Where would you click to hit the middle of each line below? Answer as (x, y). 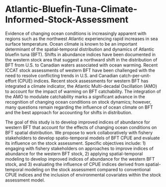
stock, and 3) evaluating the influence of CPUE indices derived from (75, 164)
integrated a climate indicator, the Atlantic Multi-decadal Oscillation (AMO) (81, 86)
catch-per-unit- (135, 75)
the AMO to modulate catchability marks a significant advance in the (75, 96)
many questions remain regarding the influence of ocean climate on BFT (79, 107)
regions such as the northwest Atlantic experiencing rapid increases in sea (82, 39)
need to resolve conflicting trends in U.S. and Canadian (62, 75)
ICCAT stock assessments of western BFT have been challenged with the (80, 70)
